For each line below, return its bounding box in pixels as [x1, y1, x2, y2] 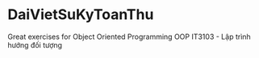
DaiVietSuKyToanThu [7, 6, 154, 24]
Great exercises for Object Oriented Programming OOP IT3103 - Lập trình [7, 32, 251, 41]
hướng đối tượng [7, 40, 62, 49]
